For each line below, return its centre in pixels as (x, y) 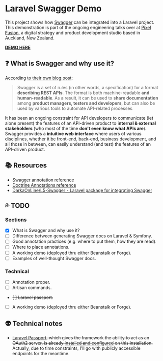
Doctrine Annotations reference (44, 185)
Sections (16, 220)
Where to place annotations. (41, 247)
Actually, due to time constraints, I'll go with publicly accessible (76, 348)
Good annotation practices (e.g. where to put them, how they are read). (84, 241)
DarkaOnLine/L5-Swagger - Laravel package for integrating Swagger (82, 190)
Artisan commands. (32, 287)
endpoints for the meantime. (41, 353)
